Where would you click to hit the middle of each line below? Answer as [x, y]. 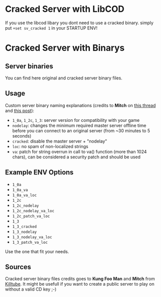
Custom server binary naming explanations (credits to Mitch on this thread [80, 105]
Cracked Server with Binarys [65, 48]
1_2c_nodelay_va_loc [33, 211]
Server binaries [29, 66]
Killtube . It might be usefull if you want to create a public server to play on [80, 284]
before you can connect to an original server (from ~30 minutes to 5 [81, 130]
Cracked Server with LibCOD [65, 9]
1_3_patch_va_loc [30, 242]
